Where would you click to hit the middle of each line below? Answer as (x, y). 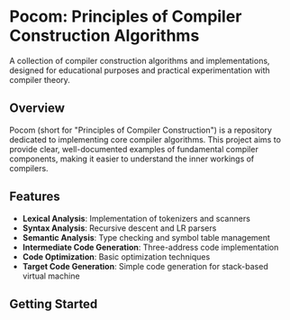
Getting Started (54, 304)
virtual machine (51, 276)
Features (35, 197)
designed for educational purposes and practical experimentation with (140, 70)
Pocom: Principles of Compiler (126, 17)
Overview (37, 109)
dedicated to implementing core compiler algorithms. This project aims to (145, 139)
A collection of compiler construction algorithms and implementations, (140, 60)
